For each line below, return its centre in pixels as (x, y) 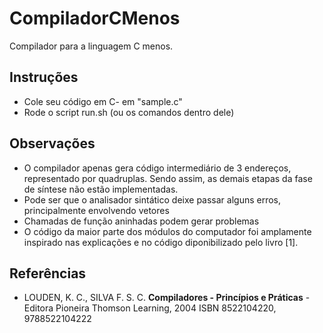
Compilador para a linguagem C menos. (91, 46)
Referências (48, 273)
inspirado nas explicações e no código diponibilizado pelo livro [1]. (161, 242)
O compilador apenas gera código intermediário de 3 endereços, (157, 168)
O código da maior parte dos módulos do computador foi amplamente (167, 231)
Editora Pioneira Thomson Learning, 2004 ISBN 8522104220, (150, 308)
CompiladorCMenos (95, 18)
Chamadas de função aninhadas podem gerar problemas (141, 221)
